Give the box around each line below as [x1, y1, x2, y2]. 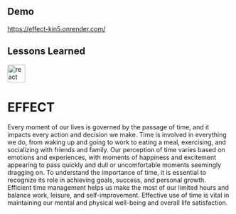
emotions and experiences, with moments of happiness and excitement [7, 153, 217, 161]
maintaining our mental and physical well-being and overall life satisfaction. [7, 198, 228, 207]
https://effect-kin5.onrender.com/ [7, 24, 106, 33]
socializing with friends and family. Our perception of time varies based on [7, 145, 225, 154]
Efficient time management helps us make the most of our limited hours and [7, 183, 230, 191]
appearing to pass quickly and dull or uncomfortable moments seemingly [7, 160, 222, 169]
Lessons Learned [7, 46, 85, 58]
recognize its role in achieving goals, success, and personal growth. [7, 176, 206, 184]
